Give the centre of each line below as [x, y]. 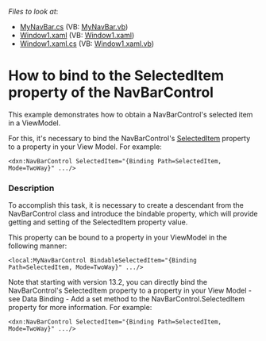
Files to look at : [33, 11]
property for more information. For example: [80, 308]
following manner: [38, 246]
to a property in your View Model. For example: [85, 147]
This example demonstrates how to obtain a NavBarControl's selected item [131, 114]
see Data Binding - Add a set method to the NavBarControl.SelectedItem [127, 299]
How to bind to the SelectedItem [116, 76]
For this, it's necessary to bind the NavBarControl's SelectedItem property [129, 138]
